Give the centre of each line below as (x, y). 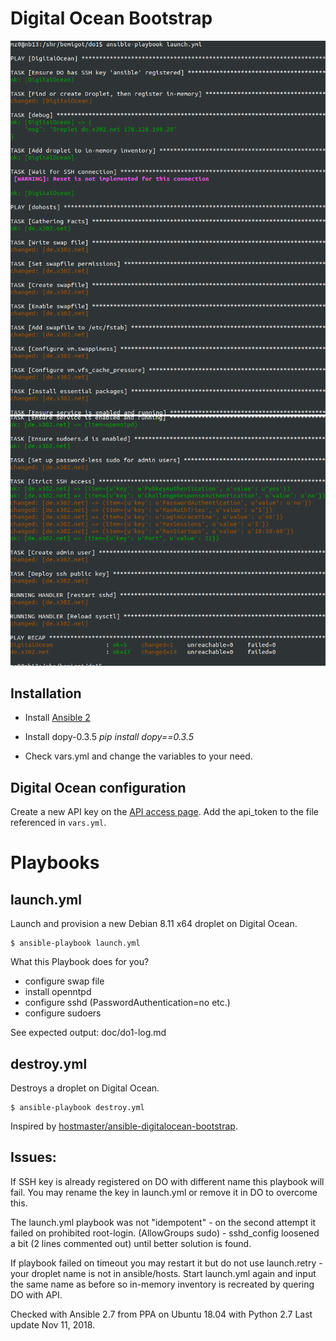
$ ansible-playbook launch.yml (75, 943)
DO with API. (36, 1294)
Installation (46, 693)
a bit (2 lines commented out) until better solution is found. (131, 1243)
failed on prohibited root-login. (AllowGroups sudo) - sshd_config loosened (165, 1233)
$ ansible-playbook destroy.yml (77, 1108)
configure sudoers (63, 1013)
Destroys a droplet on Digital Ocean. (85, 1088)
